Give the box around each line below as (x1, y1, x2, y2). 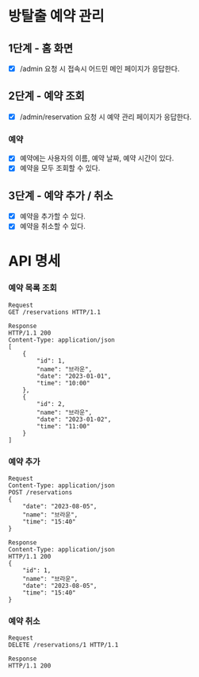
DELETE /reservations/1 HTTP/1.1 (8, 641, 119, 649)
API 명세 (8, 252, 61, 270)
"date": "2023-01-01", (36, 372, 112, 380)
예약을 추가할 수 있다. (19, 211, 86, 221)
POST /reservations (8, 489, 73, 497)
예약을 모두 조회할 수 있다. (19, 164, 101, 173)
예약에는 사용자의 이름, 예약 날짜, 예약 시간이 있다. (19, 153, 174, 163)
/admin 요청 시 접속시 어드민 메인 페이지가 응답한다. (19, 64, 180, 73)
